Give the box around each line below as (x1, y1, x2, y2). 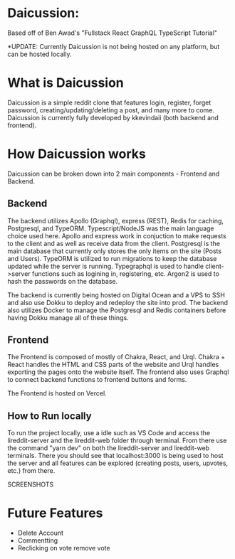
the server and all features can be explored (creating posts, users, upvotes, (7, 459, 229, 467)
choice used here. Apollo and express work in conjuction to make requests (7, 231, 226, 240)
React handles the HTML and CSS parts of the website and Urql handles (7, 361, 219, 369)
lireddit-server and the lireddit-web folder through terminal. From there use (7, 436, 227, 445)
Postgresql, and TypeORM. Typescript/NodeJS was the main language (7, 224, 215, 233)
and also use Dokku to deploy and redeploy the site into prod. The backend (7, 298, 228, 307)
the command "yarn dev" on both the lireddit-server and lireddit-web (7, 444, 210, 452)
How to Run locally (7, 410, 92, 422)
